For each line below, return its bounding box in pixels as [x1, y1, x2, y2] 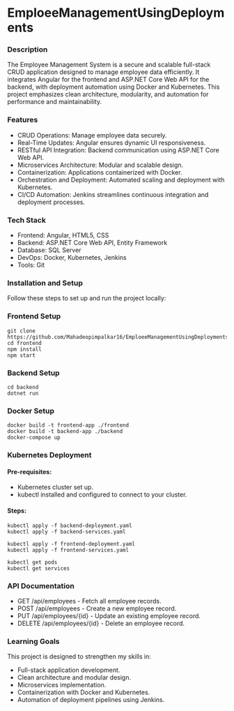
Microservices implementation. [17, 681, 107, 689]
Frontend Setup [7, 311, 61, 321]
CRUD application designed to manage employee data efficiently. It [7, 68, 200, 76]
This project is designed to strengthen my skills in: [7, 652, 152, 661]
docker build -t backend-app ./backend [7, 428, 123, 435]
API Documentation [7, 581, 75, 591]
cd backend [7, 383, 39, 390]
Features [7, 115, 38, 125]
